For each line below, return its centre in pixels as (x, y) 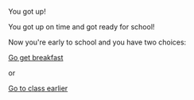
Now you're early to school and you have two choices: (97, 42)
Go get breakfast (36, 58)
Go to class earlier (38, 88)
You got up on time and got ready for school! (81, 27)
